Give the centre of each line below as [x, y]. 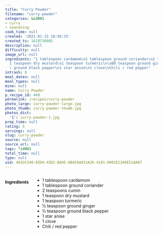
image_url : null [21, 54]
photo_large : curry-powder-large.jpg [43, 104]
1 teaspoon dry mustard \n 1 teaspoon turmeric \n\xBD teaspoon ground [80, 63]
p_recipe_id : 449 [23, 95]
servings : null [20, 131]
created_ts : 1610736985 [29, 41]
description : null [24, 45]
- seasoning [17, 28]
